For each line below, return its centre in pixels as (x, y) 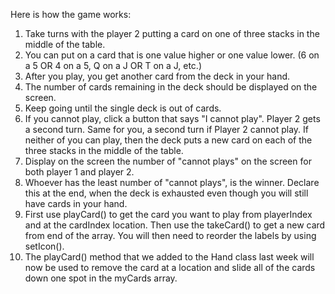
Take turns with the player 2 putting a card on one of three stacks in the (172, 33)
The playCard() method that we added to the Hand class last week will (169, 257)
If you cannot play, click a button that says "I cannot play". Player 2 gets (172, 118)
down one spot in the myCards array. (101, 278)
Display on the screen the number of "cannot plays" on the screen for (168, 161)
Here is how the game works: (71, 14)
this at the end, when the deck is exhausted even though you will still (166, 193)
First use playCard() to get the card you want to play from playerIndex (168, 214)
